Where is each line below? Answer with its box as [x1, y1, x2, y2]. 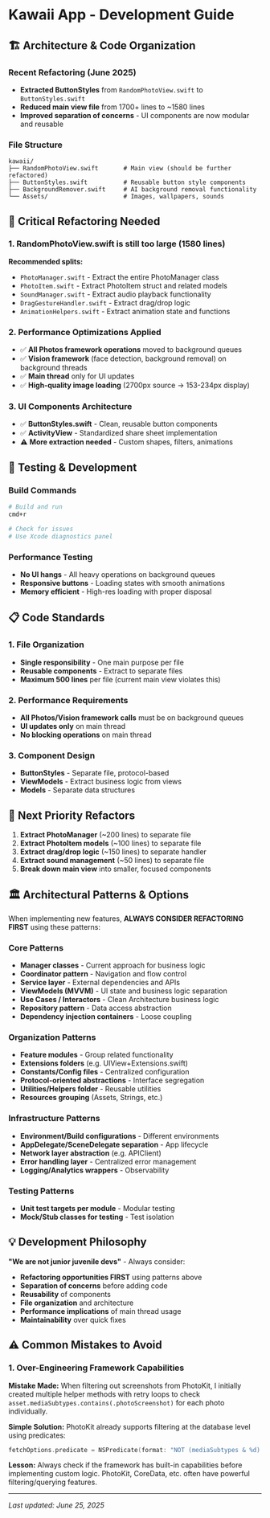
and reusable [19, 119, 64, 129]
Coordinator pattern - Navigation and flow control [19, 969, 187, 979]
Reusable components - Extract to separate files [19, 665, 183, 676]
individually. [8, 1406, 48, 1416]
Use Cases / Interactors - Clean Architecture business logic [19, 995, 219, 1004]
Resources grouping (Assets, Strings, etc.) [19, 1093, 163, 1103]
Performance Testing [8, 551, 93, 563]
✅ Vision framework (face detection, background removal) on [19, 354, 227, 363]
